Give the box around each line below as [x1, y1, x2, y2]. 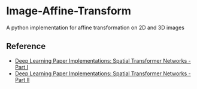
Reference [6, 41, 46, 51]
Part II [14, 76, 30, 83]
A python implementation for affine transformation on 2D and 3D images [6, 24, 184, 31]
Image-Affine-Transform [6, 4, 132, 18]
